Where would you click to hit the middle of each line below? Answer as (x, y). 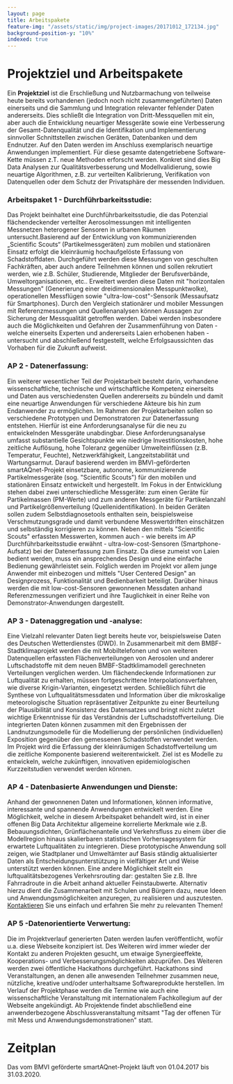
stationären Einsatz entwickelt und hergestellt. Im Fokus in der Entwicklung (115, 485)
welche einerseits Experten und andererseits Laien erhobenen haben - (109, 333)
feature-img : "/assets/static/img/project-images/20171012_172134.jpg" (113, 26)
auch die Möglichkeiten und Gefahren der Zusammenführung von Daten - (112, 326)
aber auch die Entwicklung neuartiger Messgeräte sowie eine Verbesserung (116, 123)
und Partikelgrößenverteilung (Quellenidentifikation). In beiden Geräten (109, 507)
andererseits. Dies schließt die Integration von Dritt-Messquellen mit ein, (111, 115)
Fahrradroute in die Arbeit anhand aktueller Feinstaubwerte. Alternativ (107, 883)
